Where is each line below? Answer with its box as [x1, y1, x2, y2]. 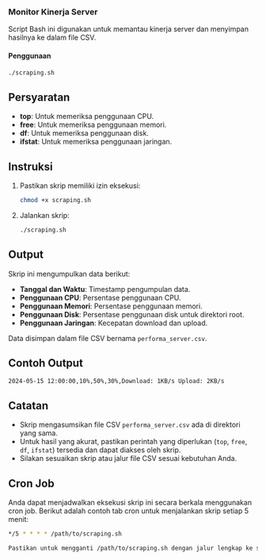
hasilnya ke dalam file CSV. [8, 33, 97, 42]
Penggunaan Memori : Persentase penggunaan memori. [19, 301, 203, 311]
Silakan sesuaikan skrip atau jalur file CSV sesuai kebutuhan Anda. [19, 454, 237, 463]
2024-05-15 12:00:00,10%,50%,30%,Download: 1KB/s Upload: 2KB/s [8, 378, 225, 385]
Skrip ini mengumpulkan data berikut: [8, 269, 131, 278]
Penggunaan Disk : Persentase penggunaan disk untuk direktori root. [19, 309, 245, 319]
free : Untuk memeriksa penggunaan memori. [19, 120, 167, 129]
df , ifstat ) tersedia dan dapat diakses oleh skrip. [19, 445, 181, 455]
